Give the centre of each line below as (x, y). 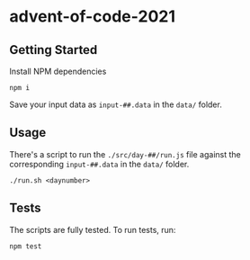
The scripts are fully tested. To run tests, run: (93, 229)
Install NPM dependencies (58, 71)
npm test (26, 246)
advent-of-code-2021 (93, 17)
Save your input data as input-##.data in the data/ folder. (116, 104)
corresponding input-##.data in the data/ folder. (99, 164)
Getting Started (54, 50)
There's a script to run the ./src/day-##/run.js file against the (125, 154)
